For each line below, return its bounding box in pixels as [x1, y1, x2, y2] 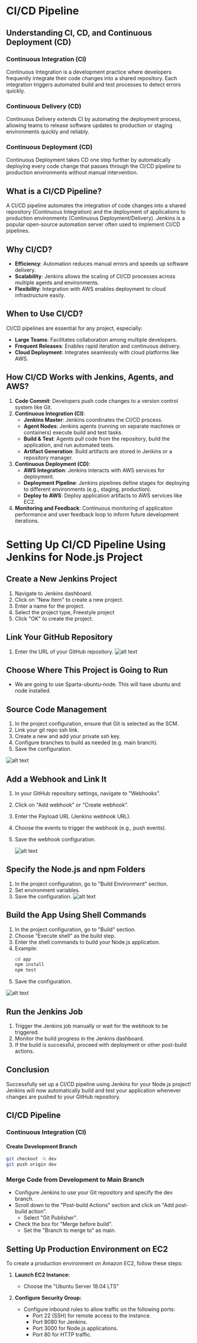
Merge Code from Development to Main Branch [6, 1176, 144, 1184]
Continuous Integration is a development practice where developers [6, 68, 172, 75]
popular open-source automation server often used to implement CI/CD [6, 221, 180, 228]
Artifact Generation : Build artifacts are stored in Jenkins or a [23, 447, 173, 455]
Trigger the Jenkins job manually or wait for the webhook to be [14, 1023, 169, 1030]
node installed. [14, 687, 51, 694]
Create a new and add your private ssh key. [14, 733, 121, 740]
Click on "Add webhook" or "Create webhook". [14, 801, 129, 808]
